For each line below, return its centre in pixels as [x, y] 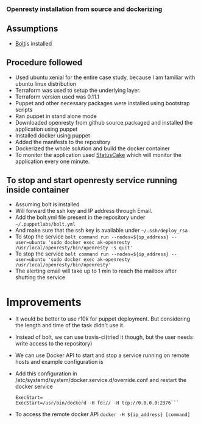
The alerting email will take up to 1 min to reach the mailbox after [96, 271]
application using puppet [46, 129]
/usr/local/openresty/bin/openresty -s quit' [74, 248]
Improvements [44, 302]
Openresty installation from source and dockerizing [84, 9]
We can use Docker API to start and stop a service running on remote [102, 355]
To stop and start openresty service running [92, 180]
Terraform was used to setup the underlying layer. [78, 90]
